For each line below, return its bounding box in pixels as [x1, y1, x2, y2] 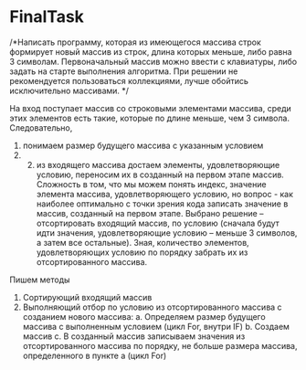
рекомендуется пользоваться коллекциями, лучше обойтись [9, 75, 249, 86]
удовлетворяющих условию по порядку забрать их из [36, 247, 248, 258]
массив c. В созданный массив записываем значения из [22, 331, 246, 342]
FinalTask [9, 6, 85, 27]
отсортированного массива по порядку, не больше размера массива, [22, 340, 299, 351]
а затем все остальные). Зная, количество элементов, [36, 237, 249, 248]
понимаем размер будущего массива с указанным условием [22, 140, 264, 151]
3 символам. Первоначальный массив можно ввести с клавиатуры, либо [9, 56, 298, 67]
